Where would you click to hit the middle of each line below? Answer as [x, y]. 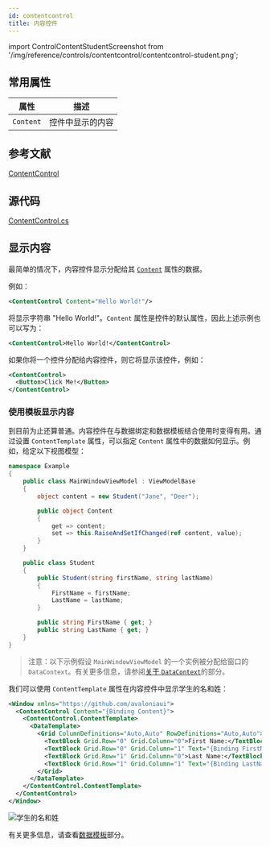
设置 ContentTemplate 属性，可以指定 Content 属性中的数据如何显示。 [129, 441]
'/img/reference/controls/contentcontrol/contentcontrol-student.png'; [123, 55]
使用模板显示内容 [41, 412]
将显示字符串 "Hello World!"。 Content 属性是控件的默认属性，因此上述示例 [131, 318]
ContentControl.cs [39, 220]
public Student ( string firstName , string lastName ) [126, 578]
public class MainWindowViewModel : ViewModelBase [109, 482]
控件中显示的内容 [82, 122]
